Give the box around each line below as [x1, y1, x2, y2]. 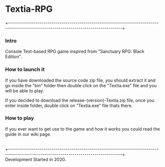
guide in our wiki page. [5, 131, 52, 137]
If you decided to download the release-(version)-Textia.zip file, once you [5, 97, 155, 103]
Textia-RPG [5, 3, 53, 15]
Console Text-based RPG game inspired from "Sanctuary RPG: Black [5, 48, 145, 55]
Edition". [5, 54, 22, 60]
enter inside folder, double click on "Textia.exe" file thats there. [5, 102, 133, 108]
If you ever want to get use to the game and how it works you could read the [5, 126, 160, 132]
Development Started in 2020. [5, 156, 66, 162]
